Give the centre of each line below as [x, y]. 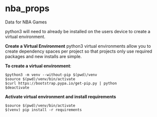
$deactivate [17, 88]
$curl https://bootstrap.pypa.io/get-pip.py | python [61, 83]
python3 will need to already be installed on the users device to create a [78, 31]
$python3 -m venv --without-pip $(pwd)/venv [51, 75]
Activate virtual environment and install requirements [61, 97]
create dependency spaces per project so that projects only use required [79, 51]
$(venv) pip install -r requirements [44, 110]
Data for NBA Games [26, 22]
